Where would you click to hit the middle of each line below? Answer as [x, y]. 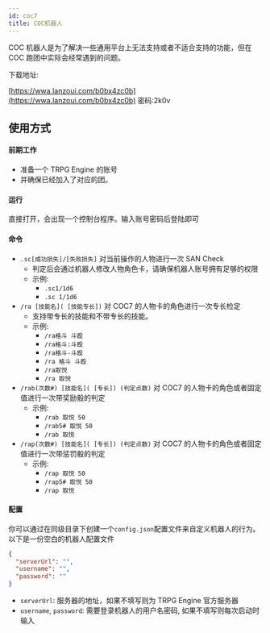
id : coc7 [23, 16]
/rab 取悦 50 [65, 417]
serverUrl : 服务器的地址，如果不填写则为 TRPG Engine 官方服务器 [129, 601]
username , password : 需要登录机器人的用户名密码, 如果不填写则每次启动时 [140, 610]
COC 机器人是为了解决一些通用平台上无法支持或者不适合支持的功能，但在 [130, 47]
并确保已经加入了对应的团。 [66, 180]
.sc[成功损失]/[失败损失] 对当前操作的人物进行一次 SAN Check [122, 258]
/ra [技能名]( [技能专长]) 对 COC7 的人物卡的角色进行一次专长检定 [130, 306]
